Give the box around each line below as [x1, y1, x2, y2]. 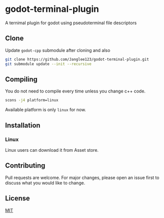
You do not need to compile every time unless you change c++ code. [5, 88, 146, 94]
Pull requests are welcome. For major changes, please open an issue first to [5, 174, 160, 180]
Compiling [5, 75, 38, 84]
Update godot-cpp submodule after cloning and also [5, 47, 110, 53]
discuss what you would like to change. [5, 179, 85, 186]
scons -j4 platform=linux [5, 98, 58, 103]
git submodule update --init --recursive [5, 61, 92, 66]
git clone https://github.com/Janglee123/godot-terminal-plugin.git [5, 57, 149, 62]
